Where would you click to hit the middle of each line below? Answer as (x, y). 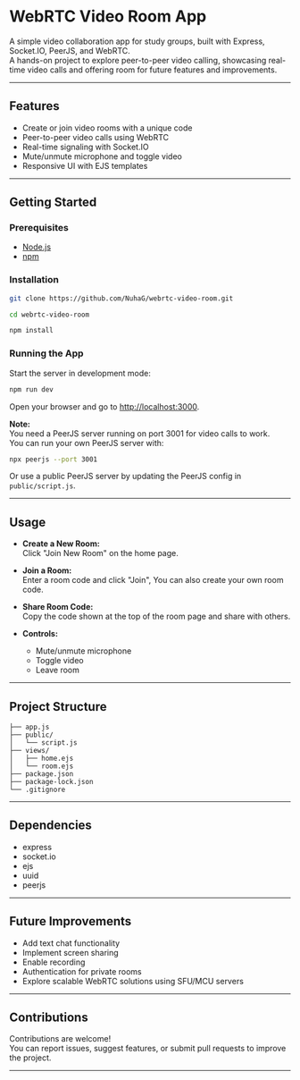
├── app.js (29, 727)
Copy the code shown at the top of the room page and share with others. (156, 616)
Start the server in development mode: (80, 373)
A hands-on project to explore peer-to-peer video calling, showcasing (138, 60)
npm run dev (31, 389)
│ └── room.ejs (42, 766)
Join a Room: (47, 570)
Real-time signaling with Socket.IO (85, 147)
